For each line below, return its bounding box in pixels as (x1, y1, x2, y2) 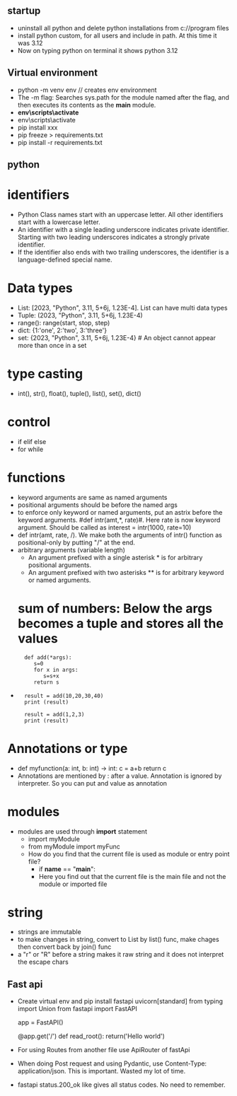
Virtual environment (7, 66, 98, 79)
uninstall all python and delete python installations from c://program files (17, 23, 229, 32)
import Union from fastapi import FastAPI (17, 1005, 138, 1013)
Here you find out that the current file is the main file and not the (38, 872, 226, 880)
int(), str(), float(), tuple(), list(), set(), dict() (17, 389, 141, 397)
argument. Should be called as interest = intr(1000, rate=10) (17, 523, 192, 532)
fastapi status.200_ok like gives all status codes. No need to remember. (17, 1080, 226, 1089)
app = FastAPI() (17, 1018, 64, 1027)
